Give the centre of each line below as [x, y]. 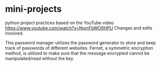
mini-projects [33, 9]
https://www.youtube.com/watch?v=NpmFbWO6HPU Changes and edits [79, 28]
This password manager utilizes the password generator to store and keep [80, 42]
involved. [14, 33]
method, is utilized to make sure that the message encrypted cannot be [77, 53]
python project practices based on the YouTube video [60, 23]
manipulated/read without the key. [40, 58]
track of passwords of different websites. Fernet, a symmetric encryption [79, 48]
